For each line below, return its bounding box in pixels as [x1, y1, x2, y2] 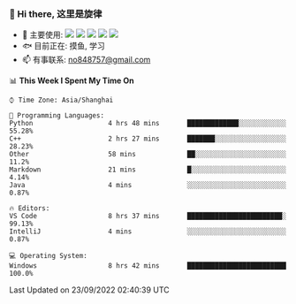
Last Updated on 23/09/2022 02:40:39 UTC [9, 285, 170, 295]
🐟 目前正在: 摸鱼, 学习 [21, 41, 105, 51]
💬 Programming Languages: [9, 111, 104, 120]
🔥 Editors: [9, 204, 50, 213]
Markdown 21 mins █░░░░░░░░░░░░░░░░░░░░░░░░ [9, 165, 287, 174]
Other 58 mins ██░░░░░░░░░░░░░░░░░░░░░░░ [9, 150, 287, 159]
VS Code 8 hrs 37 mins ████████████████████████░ [9, 212, 287, 221]
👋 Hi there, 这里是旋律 [9, 7, 102, 19]
